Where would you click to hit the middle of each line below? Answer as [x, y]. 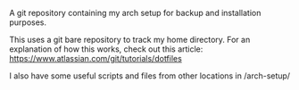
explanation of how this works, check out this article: [106, 49]
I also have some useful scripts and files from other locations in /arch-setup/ [150, 76]
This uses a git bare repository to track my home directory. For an [130, 40]
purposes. [28, 22]
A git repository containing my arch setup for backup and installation [135, 13]
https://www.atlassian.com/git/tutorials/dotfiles [96, 58]
